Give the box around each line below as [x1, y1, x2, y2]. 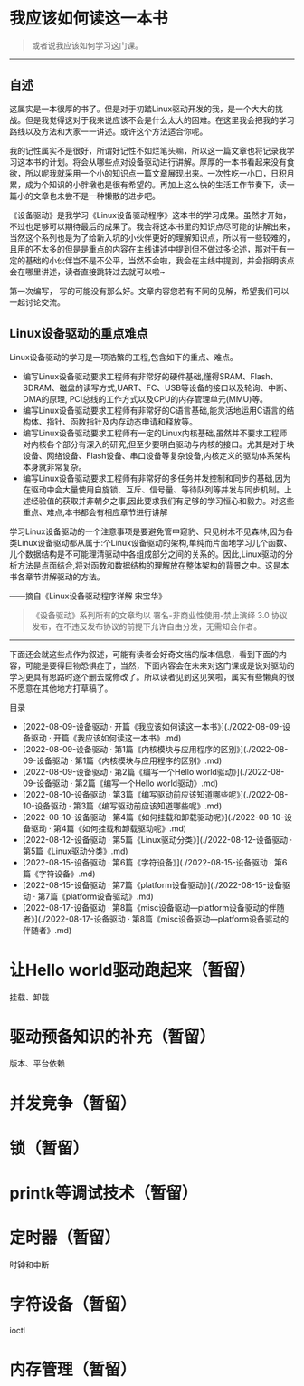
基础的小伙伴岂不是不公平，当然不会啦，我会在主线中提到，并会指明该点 [24, 254, 295, 265]
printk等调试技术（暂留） [9, 1183, 198, 1203]
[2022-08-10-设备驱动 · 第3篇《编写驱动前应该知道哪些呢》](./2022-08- [22, 789, 289, 799]
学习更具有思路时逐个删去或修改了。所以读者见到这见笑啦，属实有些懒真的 [9, 671, 287, 682]
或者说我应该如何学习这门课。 [31, 40, 143, 51]
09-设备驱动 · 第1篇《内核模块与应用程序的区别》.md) [22, 755, 223, 766]
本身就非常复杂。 [22, 461, 87, 472]
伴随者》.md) [22, 924, 72, 935]
